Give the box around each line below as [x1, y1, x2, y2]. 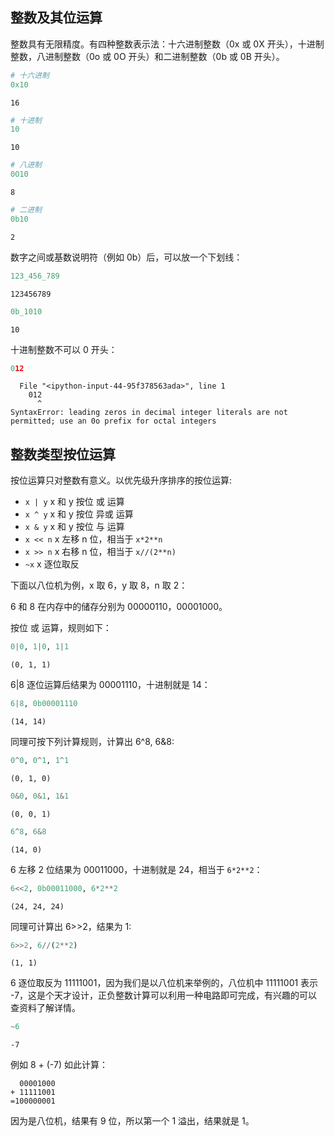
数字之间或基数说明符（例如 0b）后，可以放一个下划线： [10, 251, 243, 263]
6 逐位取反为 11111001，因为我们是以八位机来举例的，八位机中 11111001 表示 [10, 977, 319, 989]
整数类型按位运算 [10, 446, 116, 463]
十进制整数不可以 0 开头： [10, 343, 118, 355]
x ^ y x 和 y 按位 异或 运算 [24, 508, 134, 520]
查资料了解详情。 [10, 1002, 81, 1014]
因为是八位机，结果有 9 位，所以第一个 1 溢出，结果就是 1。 [10, 1115, 255, 1127]
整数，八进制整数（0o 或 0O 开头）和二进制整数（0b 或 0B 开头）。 [10, 50, 285, 62]
